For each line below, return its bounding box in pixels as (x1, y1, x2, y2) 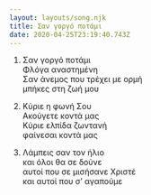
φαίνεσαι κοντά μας (22, 130, 99, 141)
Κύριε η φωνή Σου (22, 101, 92, 112)
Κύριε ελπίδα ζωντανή (22, 120, 108, 131)
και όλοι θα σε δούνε (22, 157, 102, 168)
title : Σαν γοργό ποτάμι (9, 22, 102, 31)
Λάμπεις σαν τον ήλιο (22, 147, 105, 158)
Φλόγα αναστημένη (22, 64, 99, 75)
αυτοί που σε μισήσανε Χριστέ (22, 166, 137, 177)
